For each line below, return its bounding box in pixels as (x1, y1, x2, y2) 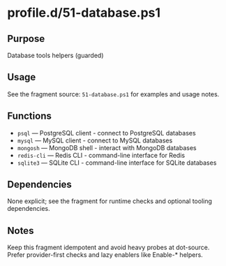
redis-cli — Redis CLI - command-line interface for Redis (17, 151, 186, 159)
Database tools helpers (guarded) (7, 51, 104, 59)
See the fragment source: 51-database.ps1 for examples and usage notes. (7, 89, 220, 98)
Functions (7, 110, 52, 122)
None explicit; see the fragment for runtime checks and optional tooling (7, 197, 213, 205)
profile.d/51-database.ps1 (7, 5, 161, 21)
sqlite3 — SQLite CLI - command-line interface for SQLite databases (17, 158, 217, 167)
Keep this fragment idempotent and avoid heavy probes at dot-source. (7, 243, 210, 252)
